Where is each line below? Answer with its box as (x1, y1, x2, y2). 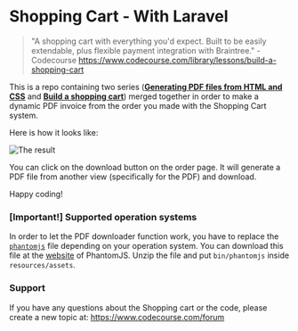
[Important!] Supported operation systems (9, 211, 197, 223)
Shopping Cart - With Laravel (9, 6, 229, 27)
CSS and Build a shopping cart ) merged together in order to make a (9, 91, 260, 102)
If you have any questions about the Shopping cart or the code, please (9, 302, 268, 313)
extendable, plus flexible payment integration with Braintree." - (30, 45, 261, 55)
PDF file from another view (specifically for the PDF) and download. (9, 171, 257, 182)
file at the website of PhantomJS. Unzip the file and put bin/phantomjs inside (9, 250, 290, 261)
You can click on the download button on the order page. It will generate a (9, 161, 281, 172)
